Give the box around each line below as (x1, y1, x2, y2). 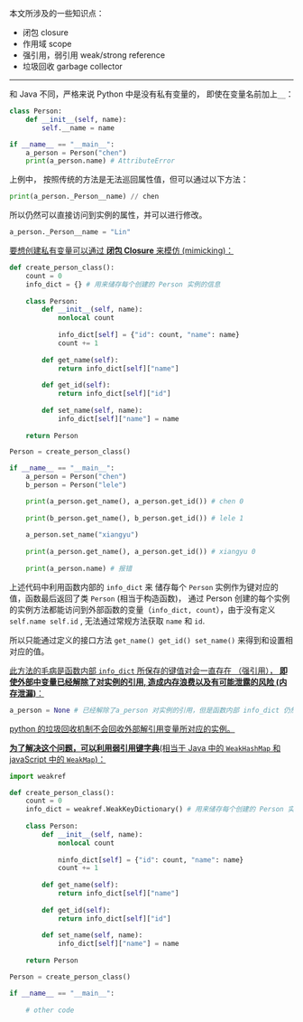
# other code (25, 1006, 75, 1015)
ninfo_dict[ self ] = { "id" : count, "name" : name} (57, 855, 244, 865)
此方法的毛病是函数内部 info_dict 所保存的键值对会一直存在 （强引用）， (9, 665, 278, 676)
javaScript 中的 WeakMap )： (9, 754, 106, 764)
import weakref (9, 772, 67, 781)
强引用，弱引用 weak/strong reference (22, 50, 165, 61)
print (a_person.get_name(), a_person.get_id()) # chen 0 (25, 496, 244, 506)
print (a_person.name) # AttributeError (25, 156, 176, 165)
